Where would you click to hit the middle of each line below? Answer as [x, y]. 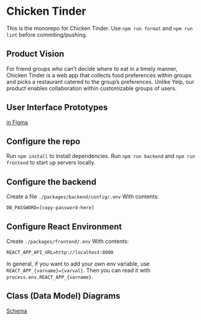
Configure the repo [44, 141]
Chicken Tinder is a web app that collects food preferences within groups [99, 75]
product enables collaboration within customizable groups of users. [92, 88]
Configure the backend [51, 182]
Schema [17, 311]
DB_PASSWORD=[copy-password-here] [51, 208]
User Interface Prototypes [57, 107]
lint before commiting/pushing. [47, 34]
